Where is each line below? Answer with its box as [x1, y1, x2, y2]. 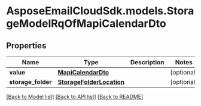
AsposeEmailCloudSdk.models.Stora [6, 4, 194, 18]
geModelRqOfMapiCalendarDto [6, 17, 166, 30]
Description [130, 58, 165, 66]
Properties [6, 40, 47, 51]
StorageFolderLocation [57, 78, 124, 86]
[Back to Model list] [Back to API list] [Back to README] [6, 93, 144, 100]
